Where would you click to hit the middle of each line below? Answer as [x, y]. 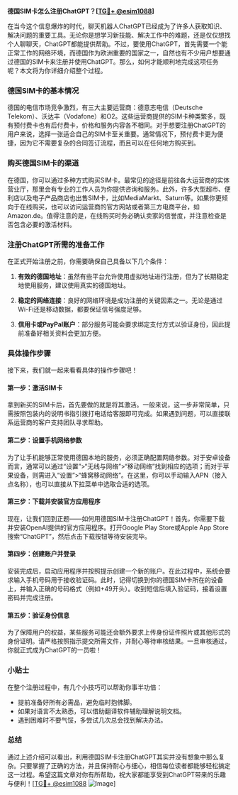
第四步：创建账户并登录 [41, 554]
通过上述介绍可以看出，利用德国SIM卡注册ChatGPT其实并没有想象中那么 [113, 757]
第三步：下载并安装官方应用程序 [54, 501]
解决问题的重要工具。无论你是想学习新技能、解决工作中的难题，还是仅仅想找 [119, 35]
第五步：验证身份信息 [38, 615]
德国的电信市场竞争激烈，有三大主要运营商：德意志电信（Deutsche [105, 108]
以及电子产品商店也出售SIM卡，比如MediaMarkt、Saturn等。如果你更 [120, 197]
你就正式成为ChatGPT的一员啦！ [55, 650]
